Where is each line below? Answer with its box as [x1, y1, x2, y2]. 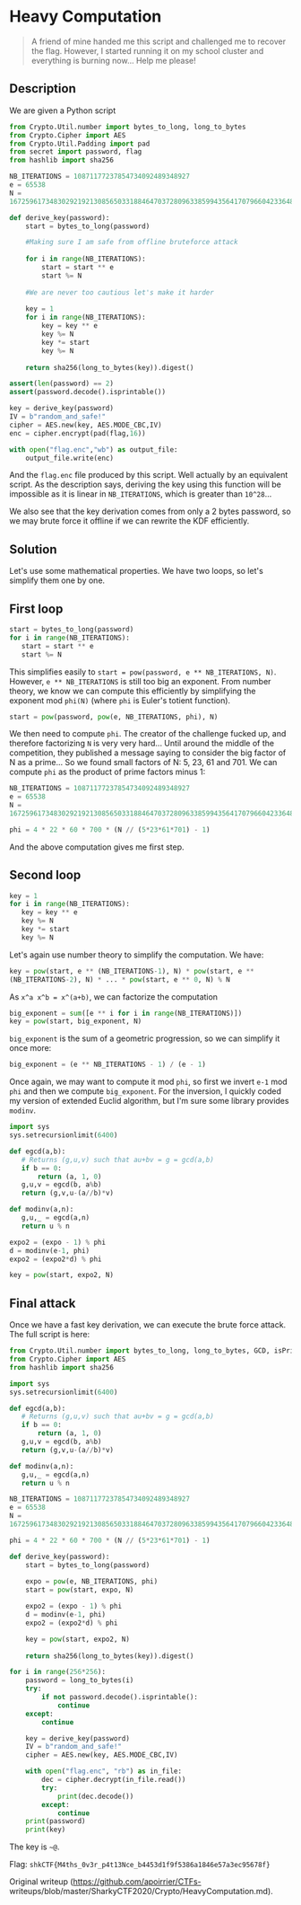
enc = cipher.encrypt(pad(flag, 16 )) [9, 428, 146, 437]
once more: [9, 1043, 52, 1054]
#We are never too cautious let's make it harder [25, 287, 215, 297]
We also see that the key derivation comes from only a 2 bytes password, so [9, 506, 291, 517]
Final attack [9, 1295, 76, 1310]
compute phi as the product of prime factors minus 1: [9, 766, 206, 778]
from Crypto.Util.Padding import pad [9, 139, 150, 148]
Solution [9, 542, 57, 557]
